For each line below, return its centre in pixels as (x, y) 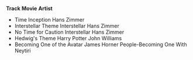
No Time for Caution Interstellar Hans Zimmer (69, 32)
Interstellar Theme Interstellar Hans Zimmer (67, 26)
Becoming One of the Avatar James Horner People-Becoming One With (101, 44)
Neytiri (23, 51)
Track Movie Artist (29, 8)
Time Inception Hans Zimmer (49, 20)
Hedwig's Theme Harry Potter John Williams (68, 38)
